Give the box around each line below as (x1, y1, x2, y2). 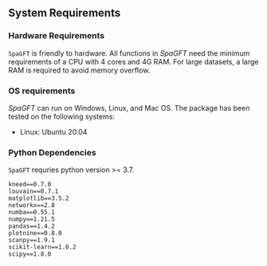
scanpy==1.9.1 (8, 237, 56, 244)
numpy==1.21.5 (8, 215, 56, 224)
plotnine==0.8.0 (8, 229, 62, 237)
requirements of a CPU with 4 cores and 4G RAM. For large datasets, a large (8, 57, 259, 66)
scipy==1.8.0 (8, 250, 52, 258)
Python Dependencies (8, 147, 97, 158)
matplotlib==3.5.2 (8, 194, 69, 202)
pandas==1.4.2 (8, 222, 56, 230)
